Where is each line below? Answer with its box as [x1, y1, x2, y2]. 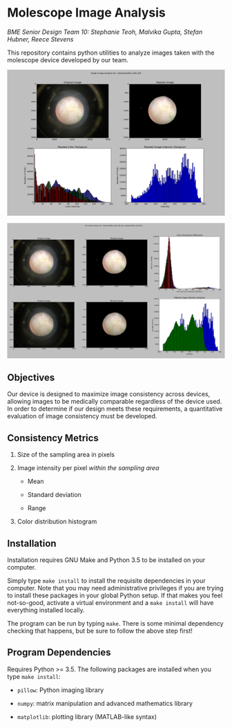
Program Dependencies [7, 646, 112, 658]
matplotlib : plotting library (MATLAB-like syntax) [17, 712, 157, 720]
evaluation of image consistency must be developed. [7, 412, 157, 420]
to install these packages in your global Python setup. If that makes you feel [7, 591, 223, 599]
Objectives [7, 371, 55, 383]
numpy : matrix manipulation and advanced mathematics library [17, 699, 193, 707]
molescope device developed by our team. [7, 55, 129, 64]
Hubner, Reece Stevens [7, 35, 74, 43]
